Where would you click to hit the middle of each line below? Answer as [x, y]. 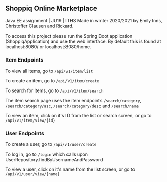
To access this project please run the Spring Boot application [69, 36]
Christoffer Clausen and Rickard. [39, 26]
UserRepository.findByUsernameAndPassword [54, 160]
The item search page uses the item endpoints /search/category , [73, 101]
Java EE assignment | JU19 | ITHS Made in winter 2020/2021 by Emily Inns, [84, 20]
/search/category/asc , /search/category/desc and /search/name [72, 106]
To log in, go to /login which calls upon [46, 154]
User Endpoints [25, 133]
